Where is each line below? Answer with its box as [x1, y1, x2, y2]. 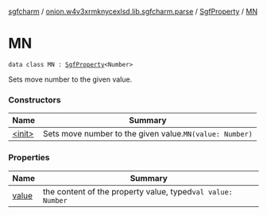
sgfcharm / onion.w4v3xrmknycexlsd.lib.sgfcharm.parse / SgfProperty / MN [8, 7, 258, 16]
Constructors [8, 94, 61, 106]
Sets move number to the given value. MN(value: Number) [42, 129, 253, 140]
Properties [8, 152, 50, 163]
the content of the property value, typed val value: [42, 186, 233, 197]
